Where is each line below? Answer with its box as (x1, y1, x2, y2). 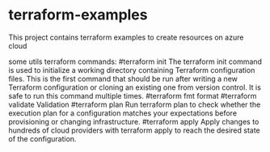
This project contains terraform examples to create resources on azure (8, 32, 244, 42)
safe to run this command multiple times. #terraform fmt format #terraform (8, 91, 257, 100)
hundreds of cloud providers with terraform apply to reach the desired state (8, 125, 260, 135)
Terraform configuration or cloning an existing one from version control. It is (8, 82, 261, 92)
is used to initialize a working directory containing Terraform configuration (8, 65, 255, 74)
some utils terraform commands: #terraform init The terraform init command (8, 57, 263, 66)
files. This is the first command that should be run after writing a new (8, 74, 238, 83)
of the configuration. (8, 133, 77, 143)
